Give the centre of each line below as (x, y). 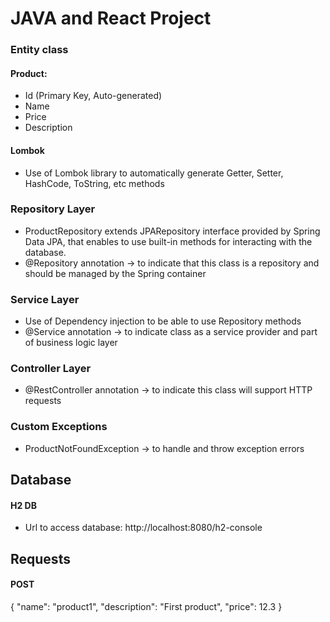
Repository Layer (53, 209)
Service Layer (45, 299)
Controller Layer (51, 369)
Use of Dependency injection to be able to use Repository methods (163, 321)
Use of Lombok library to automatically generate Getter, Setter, (154, 173)
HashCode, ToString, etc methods (94, 183)
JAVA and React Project (111, 18)
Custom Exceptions (59, 427)
